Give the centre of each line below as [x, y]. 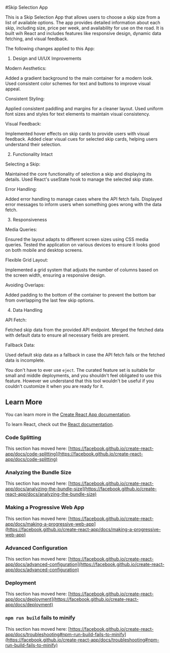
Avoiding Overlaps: [25, 285]
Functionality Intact [33, 154]
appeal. [13, 89]
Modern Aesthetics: [26, 68]
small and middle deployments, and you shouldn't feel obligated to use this [83, 376]
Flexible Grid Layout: [27, 260]
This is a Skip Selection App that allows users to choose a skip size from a [83, 17]
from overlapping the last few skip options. [50, 300]
